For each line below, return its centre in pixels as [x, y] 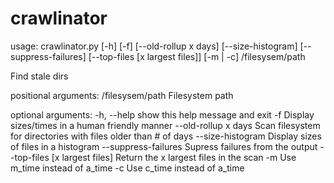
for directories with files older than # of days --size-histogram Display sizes [166, 136]
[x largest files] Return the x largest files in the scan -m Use [174, 157]
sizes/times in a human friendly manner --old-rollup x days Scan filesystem [165, 125]
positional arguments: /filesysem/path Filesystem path [122, 95]
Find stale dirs [39, 76]
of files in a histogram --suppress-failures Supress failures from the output [164, 146]
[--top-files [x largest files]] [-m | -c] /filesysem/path [197, 56]
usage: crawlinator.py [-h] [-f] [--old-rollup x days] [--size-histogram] [154, 46]
